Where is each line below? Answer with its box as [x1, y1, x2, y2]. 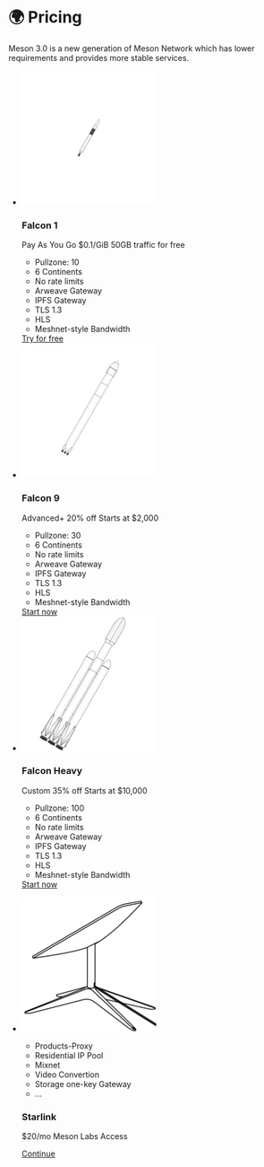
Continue [21, 1148, 55, 1159]
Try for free [21, 333, 64, 344]
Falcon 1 [21, 219, 58, 232]
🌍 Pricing [8, 7, 82, 28]
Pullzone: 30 [34, 530, 81, 540]
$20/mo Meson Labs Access [21, 1131, 128, 1142]
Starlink [21, 1110, 57, 1123]
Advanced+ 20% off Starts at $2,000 [21, 513, 158, 523]
